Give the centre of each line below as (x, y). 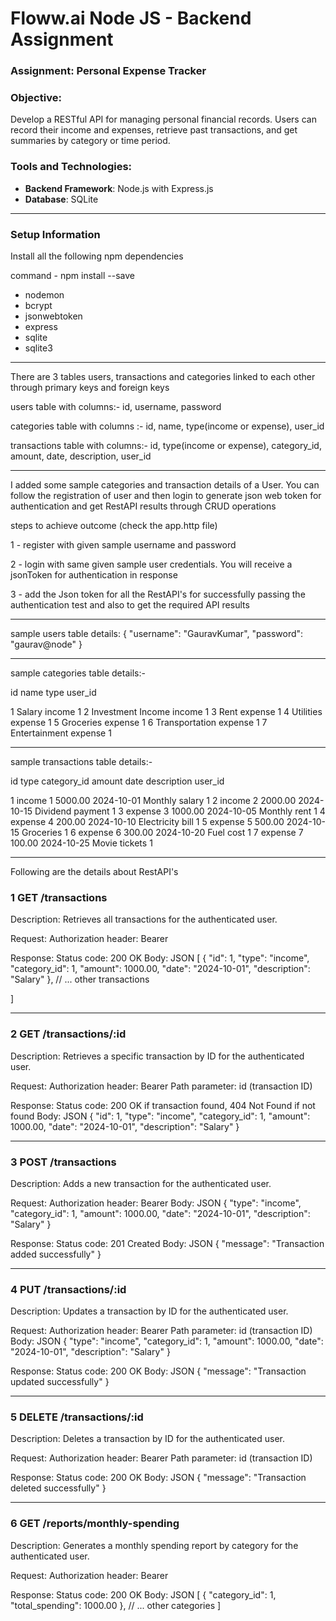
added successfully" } (56, 1254)
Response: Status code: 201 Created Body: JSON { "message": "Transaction (167, 1243)
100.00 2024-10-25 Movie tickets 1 (81, 843)
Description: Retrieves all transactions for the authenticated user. (144, 919)
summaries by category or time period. (90, 141)
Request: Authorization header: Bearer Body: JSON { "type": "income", (156, 1203)
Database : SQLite (61, 199)
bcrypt (38, 305)
